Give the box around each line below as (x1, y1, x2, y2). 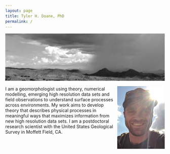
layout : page (5, 8, 33, 13)
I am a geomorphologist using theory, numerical (5, 86, 105, 92)
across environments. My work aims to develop (5, 102, 104, 108)
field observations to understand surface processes (5, 96, 113, 102)
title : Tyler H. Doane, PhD (5, 13, 65, 19)
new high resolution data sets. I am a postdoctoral (5, 118, 110, 124)
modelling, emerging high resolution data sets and (5, 91, 110, 97)
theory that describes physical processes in (5, 107, 97, 113)
